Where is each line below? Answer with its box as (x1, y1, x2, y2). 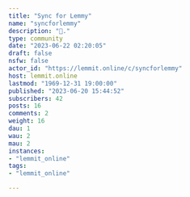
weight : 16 (8, 117, 45, 125)
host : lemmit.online (8, 72, 78, 80)
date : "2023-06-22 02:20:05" (8, 42, 107, 50)
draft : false (8, 49, 53, 57)
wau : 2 (8, 132, 31, 140)
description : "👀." (8, 27, 70, 35)
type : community (8, 34, 63, 43)
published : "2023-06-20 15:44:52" (8, 86, 125, 95)
